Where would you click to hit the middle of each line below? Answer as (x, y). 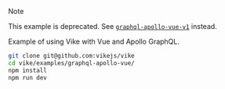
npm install (27, 70)
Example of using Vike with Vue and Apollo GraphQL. (94, 41)
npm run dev (27, 77)
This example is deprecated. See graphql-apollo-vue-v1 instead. (112, 26)
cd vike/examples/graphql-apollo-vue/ (71, 63)
